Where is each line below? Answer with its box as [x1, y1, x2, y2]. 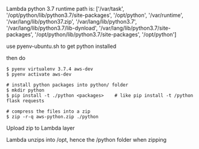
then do [6, 55, 26, 61]
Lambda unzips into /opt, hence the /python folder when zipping [6, 136, 167, 143]
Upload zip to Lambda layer [6, 124, 75, 131]
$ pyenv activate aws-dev [6, 71, 71, 78]
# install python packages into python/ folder [6, 82, 129, 88]
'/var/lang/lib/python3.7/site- [99, 24, 171, 31]
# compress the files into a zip [6, 108, 91, 114]
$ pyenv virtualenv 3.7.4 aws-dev [6, 66, 94, 72]
